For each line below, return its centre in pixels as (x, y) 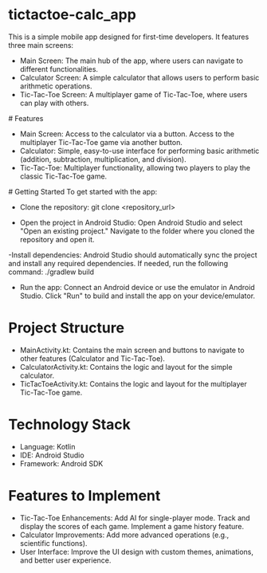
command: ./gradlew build (51, 272)
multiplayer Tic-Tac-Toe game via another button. (101, 142)
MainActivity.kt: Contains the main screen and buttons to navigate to (132, 350)
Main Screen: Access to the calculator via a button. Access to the (127, 134)
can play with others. (54, 103)
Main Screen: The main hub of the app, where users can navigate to (131, 61)
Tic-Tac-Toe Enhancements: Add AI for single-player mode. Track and (135, 518)
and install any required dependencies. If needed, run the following (118, 263)
